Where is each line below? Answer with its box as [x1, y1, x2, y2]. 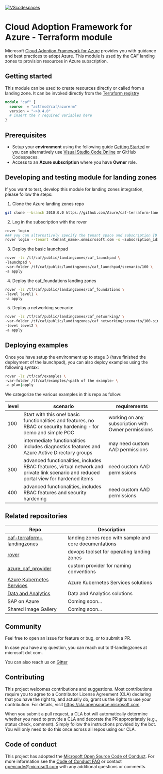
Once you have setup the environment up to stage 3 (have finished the [5, 354, 147, 360]
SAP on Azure [7, 598, 39, 605]
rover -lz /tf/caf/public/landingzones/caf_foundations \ [5, 287, 125, 292]
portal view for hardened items [23, 475, 94, 482]
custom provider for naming [67, 562, 131, 569]
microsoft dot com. [5, 649, 43, 655]
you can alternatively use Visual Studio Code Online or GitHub [12, 149, 136, 155]
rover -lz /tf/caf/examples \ [5, 374, 66, 379]
